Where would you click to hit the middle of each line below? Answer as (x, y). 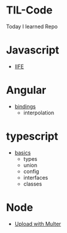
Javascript (33, 50)
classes (33, 184)
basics (23, 153)
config (31, 171)
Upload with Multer (38, 224)
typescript (32, 136)
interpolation (39, 113)
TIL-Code (29, 10)
